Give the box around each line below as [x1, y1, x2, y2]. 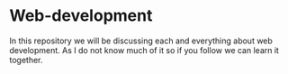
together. [9, 54, 43, 65]
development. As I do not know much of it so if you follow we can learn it [9, 44, 279, 55]
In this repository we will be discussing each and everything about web [9, 35, 273, 46]
